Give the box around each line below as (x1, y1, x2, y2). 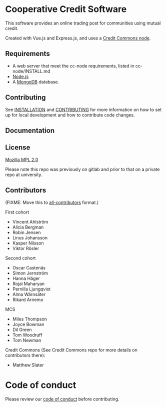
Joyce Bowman (12, 321, 44, 327)
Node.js (12, 73, 29, 79)
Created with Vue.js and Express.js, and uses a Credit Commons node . (5, 35, 151, 41)
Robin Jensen (12, 229, 41, 235)
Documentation (5, 126, 55, 134)
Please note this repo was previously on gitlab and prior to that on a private (5, 166, 160, 172)
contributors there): (5, 352, 45, 358)
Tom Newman (12, 337, 41, 343)
